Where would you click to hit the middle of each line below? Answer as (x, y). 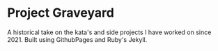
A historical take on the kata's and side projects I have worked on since (109, 32)
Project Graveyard (61, 13)
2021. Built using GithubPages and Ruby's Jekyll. (77, 39)
